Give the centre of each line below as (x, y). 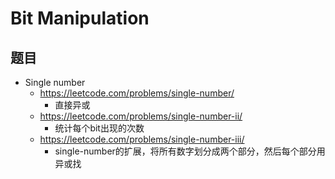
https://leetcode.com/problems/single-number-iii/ (142, 139)
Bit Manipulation (80, 18)
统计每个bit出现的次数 (99, 128)
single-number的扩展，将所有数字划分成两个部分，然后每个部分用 (190, 151)
